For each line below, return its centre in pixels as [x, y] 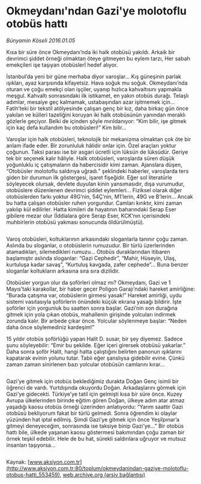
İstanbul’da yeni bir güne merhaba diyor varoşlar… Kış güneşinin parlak [94, 76]
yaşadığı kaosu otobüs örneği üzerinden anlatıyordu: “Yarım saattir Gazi [94, 407]
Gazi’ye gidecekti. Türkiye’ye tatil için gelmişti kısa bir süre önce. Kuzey [94, 394]
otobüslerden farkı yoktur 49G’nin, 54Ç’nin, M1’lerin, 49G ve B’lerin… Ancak [100, 196]
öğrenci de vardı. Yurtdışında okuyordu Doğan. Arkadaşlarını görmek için [96, 387]
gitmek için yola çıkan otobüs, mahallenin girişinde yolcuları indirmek [91, 314]
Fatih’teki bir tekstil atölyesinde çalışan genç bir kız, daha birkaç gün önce [97, 108]
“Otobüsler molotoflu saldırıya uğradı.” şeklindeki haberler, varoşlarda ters [97, 171]
